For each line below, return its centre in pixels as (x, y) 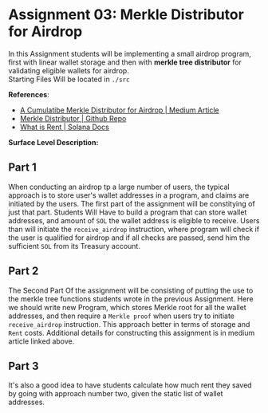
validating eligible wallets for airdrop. (69, 70)
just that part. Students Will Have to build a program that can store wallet (128, 212)
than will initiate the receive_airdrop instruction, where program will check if (134, 229)
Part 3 (24, 366)
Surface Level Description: (53, 142)
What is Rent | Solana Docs (64, 127)
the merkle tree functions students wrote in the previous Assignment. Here (131, 299)
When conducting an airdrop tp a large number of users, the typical (119, 187)
